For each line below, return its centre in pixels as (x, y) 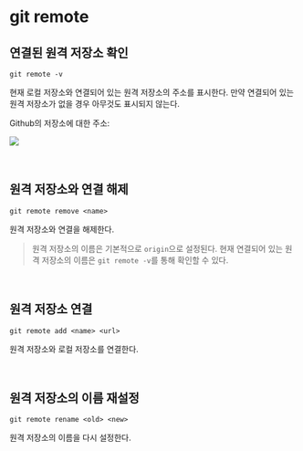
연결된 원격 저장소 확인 (69, 52)
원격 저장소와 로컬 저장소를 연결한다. (74, 349)
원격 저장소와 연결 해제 (69, 189)
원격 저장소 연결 (51, 309)
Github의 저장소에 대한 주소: (60, 123)
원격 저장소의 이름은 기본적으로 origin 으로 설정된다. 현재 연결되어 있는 (157, 248)
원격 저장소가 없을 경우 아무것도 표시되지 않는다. (95, 104)
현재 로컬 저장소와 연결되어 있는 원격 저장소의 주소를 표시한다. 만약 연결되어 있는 (152, 92)
